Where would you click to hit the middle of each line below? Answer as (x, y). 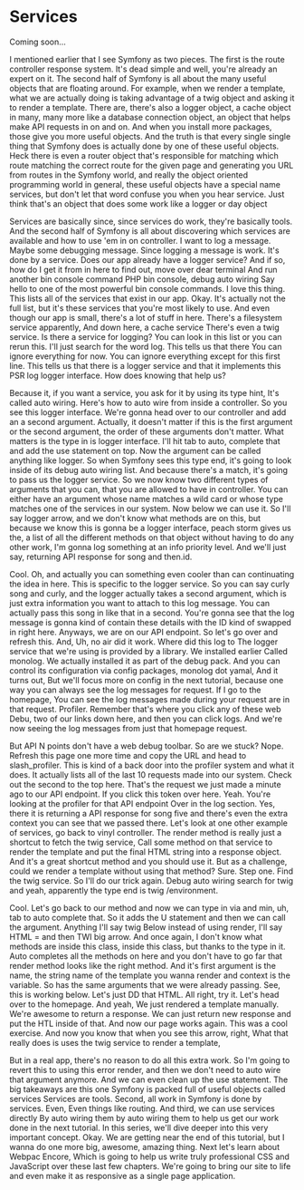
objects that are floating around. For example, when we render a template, (147, 88)
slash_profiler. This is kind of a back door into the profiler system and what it (152, 765)
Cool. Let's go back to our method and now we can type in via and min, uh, (149, 907)
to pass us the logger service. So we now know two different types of (139, 479)
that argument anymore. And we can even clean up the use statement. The (149, 1079)
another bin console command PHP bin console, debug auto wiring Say (142, 279)
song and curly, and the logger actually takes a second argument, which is (148, 593)
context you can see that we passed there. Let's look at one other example (148, 823)
